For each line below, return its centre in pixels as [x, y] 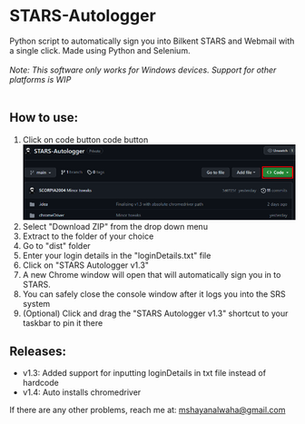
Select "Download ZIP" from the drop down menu [115, 226]
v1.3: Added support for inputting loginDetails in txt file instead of [144, 373]
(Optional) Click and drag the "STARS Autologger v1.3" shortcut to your [155, 313]
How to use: [44, 118]
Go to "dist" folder [56, 245]
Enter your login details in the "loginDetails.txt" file [117, 255]
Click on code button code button [85, 139]
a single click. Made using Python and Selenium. [100, 50]
